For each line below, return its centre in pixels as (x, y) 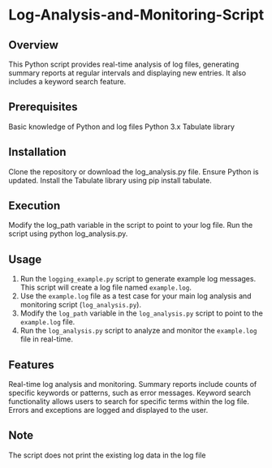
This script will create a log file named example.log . (106, 288)
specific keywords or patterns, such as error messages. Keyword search (130, 393)
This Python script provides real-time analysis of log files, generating (124, 64)
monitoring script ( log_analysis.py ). (81, 305)
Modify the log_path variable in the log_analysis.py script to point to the (142, 313)
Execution (35, 206)
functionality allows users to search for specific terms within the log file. (129, 401)
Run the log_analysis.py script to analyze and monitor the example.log (138, 331)
